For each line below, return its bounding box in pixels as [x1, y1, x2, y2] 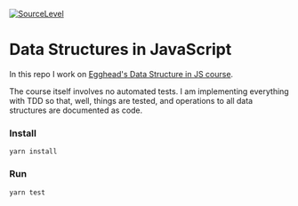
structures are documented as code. [9, 105, 143, 115]
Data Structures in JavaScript [9, 40, 232, 59]
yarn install [9, 147, 58, 156]
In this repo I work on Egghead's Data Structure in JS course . [9, 68, 234, 79]
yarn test [9, 187, 46, 197]
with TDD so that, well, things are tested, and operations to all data [9, 95, 254, 106]
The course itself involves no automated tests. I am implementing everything [9, 85, 289, 97]
